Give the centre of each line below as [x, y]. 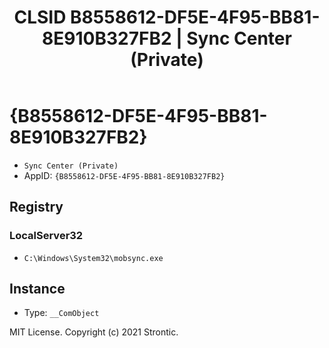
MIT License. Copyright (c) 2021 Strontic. [94, 332]
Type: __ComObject [61, 313]
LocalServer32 [46, 236]
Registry [36, 207]
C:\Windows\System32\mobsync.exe [93, 258]
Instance [37, 289]
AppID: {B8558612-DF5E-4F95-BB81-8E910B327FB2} [124, 175]
